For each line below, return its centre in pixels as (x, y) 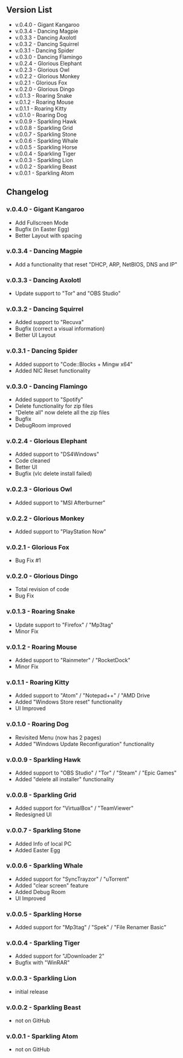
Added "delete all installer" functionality (64, 779)
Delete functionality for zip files (54, 405)
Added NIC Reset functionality (53, 370)
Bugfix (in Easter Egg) (42, 229)
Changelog (27, 192)
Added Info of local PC (43, 844)
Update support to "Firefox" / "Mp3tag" (64, 625)
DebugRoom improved (43, 425)
